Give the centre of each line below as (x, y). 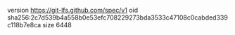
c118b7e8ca (24, 25)
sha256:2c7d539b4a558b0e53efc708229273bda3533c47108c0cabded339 (118, 17)
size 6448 (57, 25)
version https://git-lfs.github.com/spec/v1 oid (73, 10)
